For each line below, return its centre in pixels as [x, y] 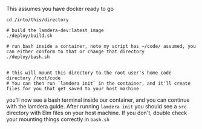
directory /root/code [34, 78]
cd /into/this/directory [37, 20]
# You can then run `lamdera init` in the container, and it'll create [98, 84]
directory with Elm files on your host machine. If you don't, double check [97, 113]
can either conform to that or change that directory [76, 51]
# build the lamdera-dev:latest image [55, 30]
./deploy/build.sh [29, 36]
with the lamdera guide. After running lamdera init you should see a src [96, 106]
